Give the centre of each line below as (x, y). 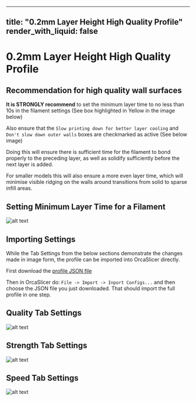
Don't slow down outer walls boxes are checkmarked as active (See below (97, 135)
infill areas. (19, 188)
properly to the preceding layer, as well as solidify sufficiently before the (93, 158)
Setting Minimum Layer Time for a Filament (86, 206)
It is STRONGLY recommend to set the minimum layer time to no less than (95, 104)
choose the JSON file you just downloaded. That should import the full (90, 289)
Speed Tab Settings (42, 378)
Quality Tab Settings (44, 313)
